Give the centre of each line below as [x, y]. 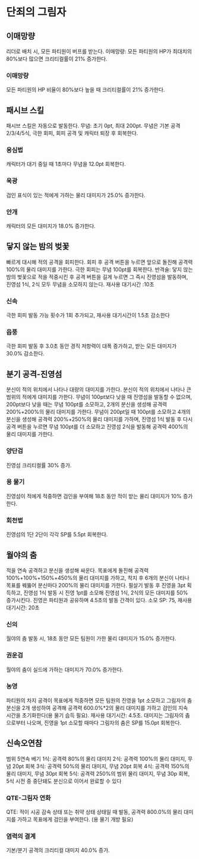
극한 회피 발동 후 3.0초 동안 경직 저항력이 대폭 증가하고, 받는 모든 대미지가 [91, 346]
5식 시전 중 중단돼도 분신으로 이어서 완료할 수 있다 [64, 781]
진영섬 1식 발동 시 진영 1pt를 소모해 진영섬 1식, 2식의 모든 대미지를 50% [106, 593]
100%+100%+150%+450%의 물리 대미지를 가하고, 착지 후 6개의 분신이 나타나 [98, 578]
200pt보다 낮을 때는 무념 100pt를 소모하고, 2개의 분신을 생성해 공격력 [87, 404]
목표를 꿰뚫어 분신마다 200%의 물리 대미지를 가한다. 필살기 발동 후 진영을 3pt [96, 585]
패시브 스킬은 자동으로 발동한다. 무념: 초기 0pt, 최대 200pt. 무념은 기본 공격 [93, 126]
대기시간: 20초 [23, 608]
